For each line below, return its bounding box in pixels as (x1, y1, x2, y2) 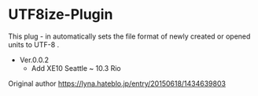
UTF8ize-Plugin (8, 6, 113, 24)
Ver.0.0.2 (19, 55, 50, 65)
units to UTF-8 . (8, 39, 60, 49)
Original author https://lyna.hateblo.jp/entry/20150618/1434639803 (8, 79, 227, 88)
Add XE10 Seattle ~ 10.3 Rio (31, 63, 121, 72)
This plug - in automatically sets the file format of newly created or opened (8, 31, 251, 41)
